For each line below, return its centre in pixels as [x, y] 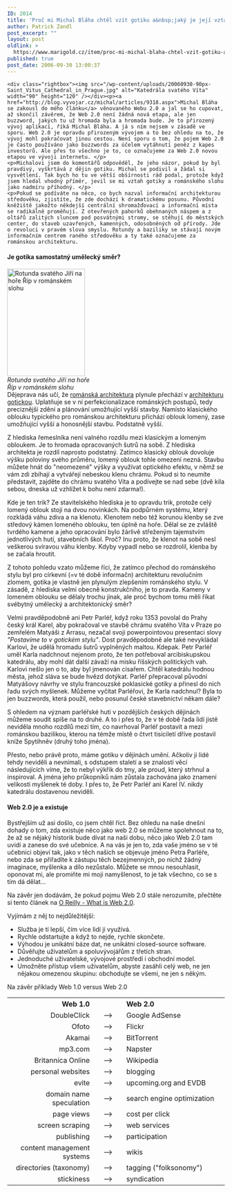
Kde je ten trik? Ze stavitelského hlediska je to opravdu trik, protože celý [109, 502]
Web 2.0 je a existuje [38, 807]
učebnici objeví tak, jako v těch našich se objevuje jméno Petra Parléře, [108, 852]
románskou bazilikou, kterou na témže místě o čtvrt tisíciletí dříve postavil [112, 734]
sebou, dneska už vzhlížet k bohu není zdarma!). [76, 488]
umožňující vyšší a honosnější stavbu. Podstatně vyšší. [85, 424]
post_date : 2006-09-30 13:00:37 [54, 65]
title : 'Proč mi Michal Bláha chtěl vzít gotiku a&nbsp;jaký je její [109, 20]
